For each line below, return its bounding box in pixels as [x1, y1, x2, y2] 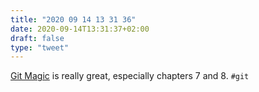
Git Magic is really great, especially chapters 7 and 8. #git [10, 70, 250, 82]
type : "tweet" [10, 42, 70, 53]
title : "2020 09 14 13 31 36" [10, 14, 137, 25]
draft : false [10, 33, 65, 43]
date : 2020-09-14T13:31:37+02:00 [10, 24, 150, 34]
